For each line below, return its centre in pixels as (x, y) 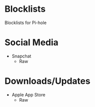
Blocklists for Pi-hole (26, 23)
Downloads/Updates (47, 81)
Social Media (32, 42)
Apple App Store (28, 95)
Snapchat (21, 56)
